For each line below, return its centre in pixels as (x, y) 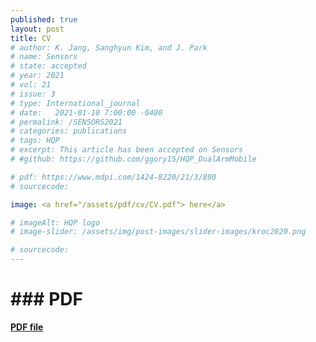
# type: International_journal (75, 103)
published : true (44, 19)
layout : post (37, 29)
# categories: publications (69, 131)
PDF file (27, 327)
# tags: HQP (35, 141)
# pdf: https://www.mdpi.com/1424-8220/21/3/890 (113, 177)
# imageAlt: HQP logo (55, 222)
